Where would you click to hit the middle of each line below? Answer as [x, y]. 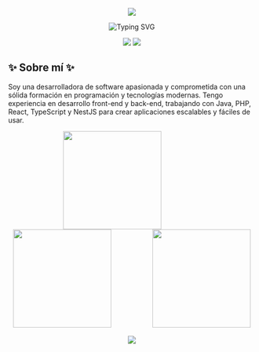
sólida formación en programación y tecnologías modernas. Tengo [116, 95]
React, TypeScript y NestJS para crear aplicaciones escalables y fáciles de [129, 112]
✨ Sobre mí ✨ [41, 68]
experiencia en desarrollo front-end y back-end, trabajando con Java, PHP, [129, 103]
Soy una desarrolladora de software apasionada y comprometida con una [127, 86]
